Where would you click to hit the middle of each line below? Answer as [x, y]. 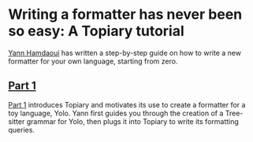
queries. [22, 129]
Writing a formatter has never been [125, 15]
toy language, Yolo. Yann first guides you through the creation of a [116, 113]
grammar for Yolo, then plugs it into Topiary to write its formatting [132, 121]
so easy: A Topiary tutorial [97, 31]
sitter [17, 121]
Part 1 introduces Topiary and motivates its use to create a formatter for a [127, 104]
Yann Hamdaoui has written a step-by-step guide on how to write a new [125, 53]
